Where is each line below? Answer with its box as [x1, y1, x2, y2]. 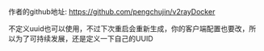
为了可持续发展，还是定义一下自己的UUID [15, 34, 153, 43]
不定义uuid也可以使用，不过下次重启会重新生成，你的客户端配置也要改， [8, 24, 249, 33]
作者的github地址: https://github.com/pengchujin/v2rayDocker [8, 7, 216, 16]
